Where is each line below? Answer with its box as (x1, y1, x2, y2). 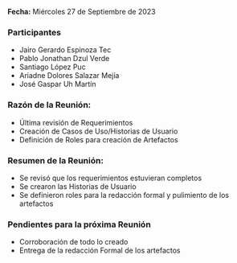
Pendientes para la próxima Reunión (7, 219, 152, 230)
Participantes (7, 27, 62, 38)
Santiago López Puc (18, 62, 86, 72)
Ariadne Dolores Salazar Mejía (18, 71, 120, 80)
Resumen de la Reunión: (7, 154, 104, 166)
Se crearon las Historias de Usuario (18, 181, 137, 191)
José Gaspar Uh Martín (18, 80, 97, 89)
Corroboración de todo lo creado (18, 237, 129, 247)
